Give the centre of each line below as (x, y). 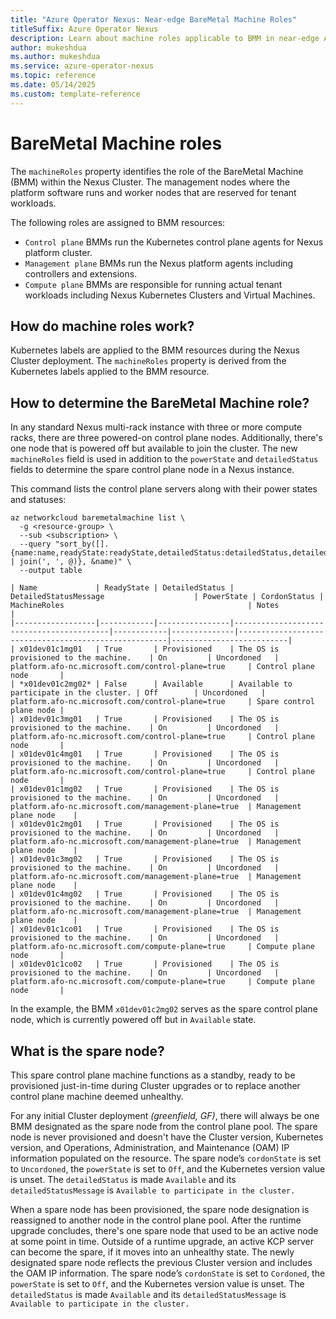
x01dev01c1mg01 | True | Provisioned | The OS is (149, 649)
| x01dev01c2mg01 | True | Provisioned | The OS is (145, 824)
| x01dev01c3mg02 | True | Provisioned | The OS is (145, 859)
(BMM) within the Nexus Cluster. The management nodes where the (150, 182)
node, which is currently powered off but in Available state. (133, 1020)
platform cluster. (58, 252)
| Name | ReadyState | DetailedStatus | (122, 588)
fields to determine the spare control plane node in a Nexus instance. (152, 470)
